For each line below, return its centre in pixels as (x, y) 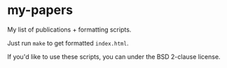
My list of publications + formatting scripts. (69, 29)
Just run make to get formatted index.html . (68, 43)
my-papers (40, 10)
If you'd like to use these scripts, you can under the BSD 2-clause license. (114, 56)
